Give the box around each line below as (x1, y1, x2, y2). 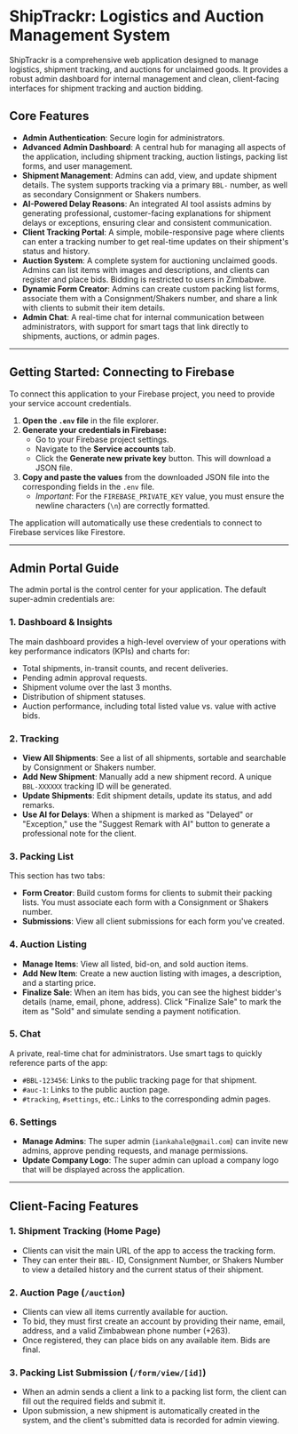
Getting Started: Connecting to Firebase (9, 365, 235, 380)
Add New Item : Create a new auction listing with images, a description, (21, 967, 282, 979)
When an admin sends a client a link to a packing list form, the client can (21, 1387, 286, 1398)
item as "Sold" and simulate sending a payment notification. (21, 1005, 241, 1016)
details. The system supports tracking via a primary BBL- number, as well (21, 180, 288, 190)
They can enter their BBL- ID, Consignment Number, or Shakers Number (21, 1254, 284, 1265)
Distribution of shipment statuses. (21, 691, 146, 701)
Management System (9, 25, 171, 45)
